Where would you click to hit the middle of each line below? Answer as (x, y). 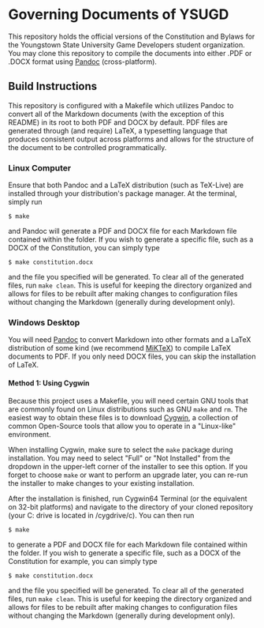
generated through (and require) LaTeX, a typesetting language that (118, 130)
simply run (25, 202)
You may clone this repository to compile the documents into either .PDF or (130, 53)
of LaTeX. (24, 365)
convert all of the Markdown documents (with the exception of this (116, 114)
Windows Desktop (44, 322)
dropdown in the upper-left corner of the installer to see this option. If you (128, 466)
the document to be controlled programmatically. (87, 147)
